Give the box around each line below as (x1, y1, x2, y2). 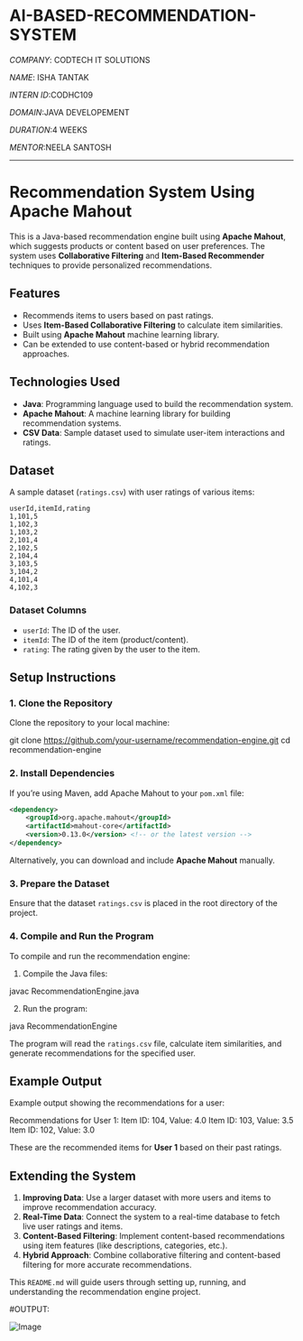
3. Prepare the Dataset (9, 877, 110, 890)
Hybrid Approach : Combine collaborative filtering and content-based (22, 1250, 281, 1261)
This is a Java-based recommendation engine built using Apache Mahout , (9, 231, 286, 242)
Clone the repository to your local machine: (9, 717, 170, 728)
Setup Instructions (9, 670, 116, 685)
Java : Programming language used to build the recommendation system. (22, 398, 294, 409)
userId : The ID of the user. (22, 624, 121, 635)
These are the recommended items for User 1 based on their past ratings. (9, 1142, 282, 1153)
